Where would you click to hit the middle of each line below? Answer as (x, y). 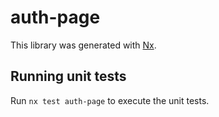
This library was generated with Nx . (83, 45)
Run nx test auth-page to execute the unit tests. (110, 100)
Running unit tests (68, 76)
